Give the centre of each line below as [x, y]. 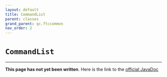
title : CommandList [25, 14]
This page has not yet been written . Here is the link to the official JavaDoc [82, 70]
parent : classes [22, 19]
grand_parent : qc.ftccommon [34, 24]
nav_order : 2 [19, 28]
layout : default [22, 10]
